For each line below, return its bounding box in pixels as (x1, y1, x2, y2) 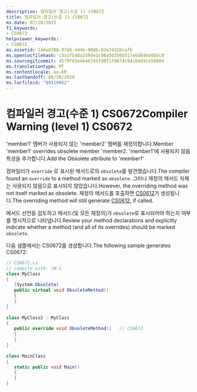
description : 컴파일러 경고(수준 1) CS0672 (6, 8, 105, 15)
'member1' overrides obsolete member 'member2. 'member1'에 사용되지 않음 (6, 147, 191, 154)
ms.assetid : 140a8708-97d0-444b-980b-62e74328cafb (6, 47, 133, 53)
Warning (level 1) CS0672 (6, 120, 133, 133)
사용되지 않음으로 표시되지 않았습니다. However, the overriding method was (12, 182, 188, 189)
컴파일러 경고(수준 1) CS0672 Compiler (6, 107, 188, 121)
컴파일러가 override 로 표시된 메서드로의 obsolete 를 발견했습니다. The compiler (6, 167, 190, 174)
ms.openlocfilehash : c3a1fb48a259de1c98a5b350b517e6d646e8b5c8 (6, 52, 165, 58)
